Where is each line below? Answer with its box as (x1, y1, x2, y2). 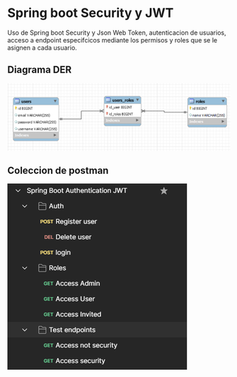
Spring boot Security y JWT (7, 5, 174, 21)
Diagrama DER (7, 64, 72, 76)
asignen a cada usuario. (7, 43, 78, 52)
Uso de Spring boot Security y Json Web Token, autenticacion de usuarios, (7, 28, 226, 37)
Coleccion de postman (7, 164, 109, 176)
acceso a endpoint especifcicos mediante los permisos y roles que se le (7, 35, 218, 44)
